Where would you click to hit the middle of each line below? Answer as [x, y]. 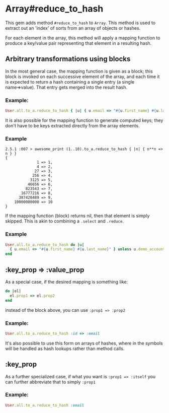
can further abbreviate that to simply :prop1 [50, 382]
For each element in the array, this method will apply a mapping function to [83, 38]
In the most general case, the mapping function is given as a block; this [79, 71]
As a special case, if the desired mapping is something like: [67, 282]
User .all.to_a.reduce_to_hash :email [45, 405]
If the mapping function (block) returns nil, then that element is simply [77, 216]
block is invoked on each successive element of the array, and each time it [82, 77]
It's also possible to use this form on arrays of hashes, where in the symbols [84, 343]
